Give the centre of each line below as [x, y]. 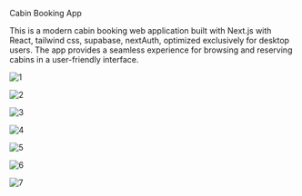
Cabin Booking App [45, 13]
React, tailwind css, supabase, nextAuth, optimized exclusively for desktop [149, 40]
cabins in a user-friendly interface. [74, 59]
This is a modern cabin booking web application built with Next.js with [141, 30]
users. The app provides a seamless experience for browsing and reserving [151, 50]
